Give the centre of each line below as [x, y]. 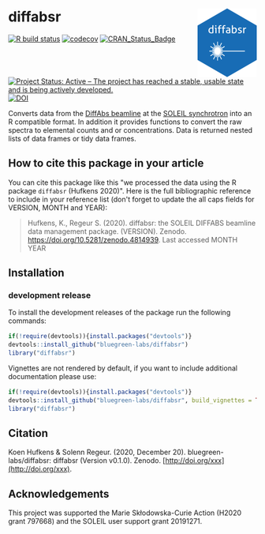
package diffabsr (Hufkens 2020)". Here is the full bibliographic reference [130, 190]
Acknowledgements [59, 494]
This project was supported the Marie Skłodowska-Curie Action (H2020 [125, 513]
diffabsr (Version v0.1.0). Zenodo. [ [109, 461]
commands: [28, 321]
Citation [28, 433]
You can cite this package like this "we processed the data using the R [122, 182]
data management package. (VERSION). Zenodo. [107, 231]
